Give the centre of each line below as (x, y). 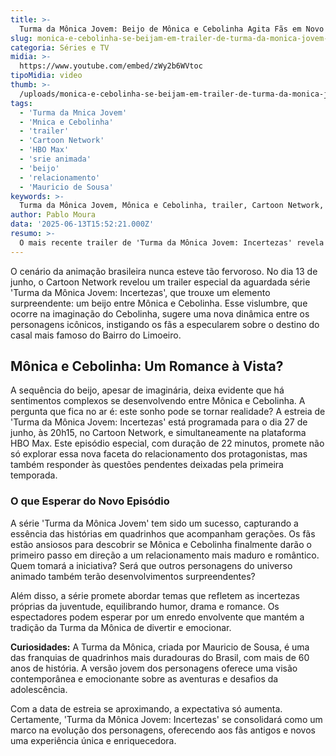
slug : (21, 38)
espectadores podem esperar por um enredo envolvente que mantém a (157, 617)
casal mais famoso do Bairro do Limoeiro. (96, 335)
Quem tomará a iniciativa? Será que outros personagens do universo (151, 565)
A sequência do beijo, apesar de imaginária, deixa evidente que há (147, 390)
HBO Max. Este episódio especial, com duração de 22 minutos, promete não (167, 443)
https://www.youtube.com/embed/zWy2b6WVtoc (111, 66)
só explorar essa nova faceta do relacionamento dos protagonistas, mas (159, 454)
